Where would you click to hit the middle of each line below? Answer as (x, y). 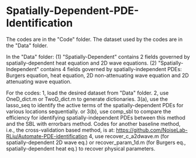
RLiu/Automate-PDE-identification (47, 136)
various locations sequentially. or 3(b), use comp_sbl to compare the (89, 111)
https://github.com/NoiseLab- (152, 130)
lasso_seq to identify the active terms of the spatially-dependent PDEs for (95, 105)
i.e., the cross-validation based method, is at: (61, 130)
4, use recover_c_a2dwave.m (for (129, 136)
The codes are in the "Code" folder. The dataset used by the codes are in (94, 39)
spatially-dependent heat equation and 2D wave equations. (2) (81, 63)
